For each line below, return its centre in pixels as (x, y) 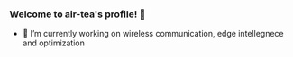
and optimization (54, 43)
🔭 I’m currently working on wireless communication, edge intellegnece (153, 34)
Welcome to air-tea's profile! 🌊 (78, 14)
